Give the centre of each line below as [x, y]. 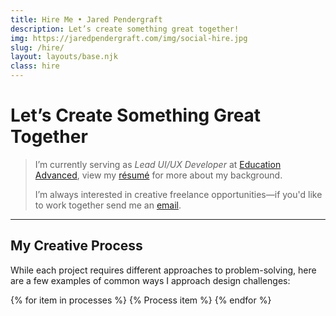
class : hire [35, 66]
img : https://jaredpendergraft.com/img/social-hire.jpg [129, 38]
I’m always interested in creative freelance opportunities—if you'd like [178, 194]
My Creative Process [76, 246]
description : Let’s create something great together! [125, 29]
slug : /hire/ [37, 47]
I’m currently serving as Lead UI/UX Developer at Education [158, 164]
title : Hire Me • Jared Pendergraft [86, 19]
